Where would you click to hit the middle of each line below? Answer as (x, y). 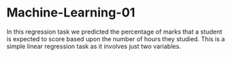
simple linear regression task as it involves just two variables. (94, 46)
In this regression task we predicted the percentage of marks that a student (115, 32)
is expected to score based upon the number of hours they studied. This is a (116, 38)
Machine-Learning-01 (71, 13)
